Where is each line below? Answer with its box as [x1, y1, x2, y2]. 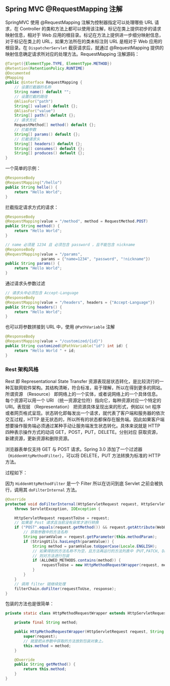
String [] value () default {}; [14, 104, 78, 109]
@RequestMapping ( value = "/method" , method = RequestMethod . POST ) [5, 219, 148, 224]
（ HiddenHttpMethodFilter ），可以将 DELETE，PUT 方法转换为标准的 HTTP [5, 452, 161, 458]
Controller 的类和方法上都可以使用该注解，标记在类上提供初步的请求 [19, 25, 161, 31]
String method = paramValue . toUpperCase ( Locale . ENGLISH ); [32, 543, 157, 549]
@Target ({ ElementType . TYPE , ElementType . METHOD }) [5, 61, 112, 66]
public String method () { [5, 224, 60, 229]
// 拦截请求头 [14, 136, 40, 142]
